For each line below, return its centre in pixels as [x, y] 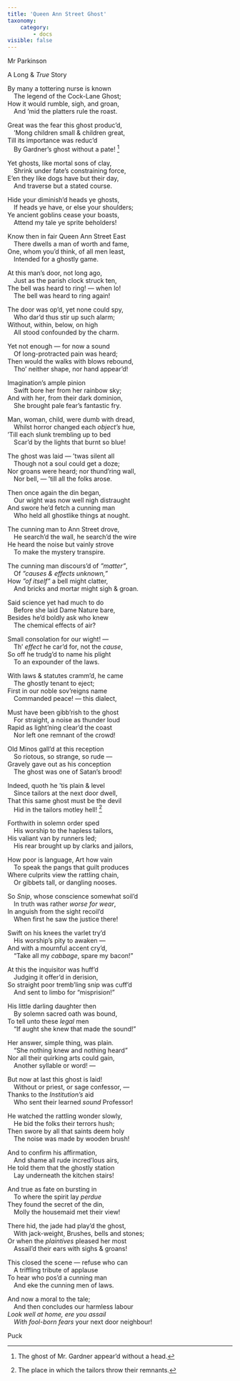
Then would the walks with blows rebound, [70, 361]
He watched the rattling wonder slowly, [65, 1116]
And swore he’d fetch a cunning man [61, 507]
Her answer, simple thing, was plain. [61, 1043]
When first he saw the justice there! [66, 919]
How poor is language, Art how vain [60, 860]
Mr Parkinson [27, 61]
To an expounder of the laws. [57, 662]
